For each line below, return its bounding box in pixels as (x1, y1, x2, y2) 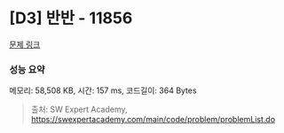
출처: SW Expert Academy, (30, 104, 128, 115)
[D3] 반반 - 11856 (9, 8, 133, 28)
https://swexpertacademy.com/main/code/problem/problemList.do (30, 114, 276, 125)
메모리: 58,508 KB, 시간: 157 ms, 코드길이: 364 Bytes (9, 85, 197, 96)
